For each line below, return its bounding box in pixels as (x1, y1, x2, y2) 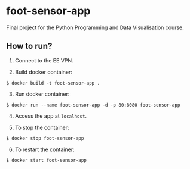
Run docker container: (14, 90, 70, 98)
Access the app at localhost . (14, 112, 87, 120)
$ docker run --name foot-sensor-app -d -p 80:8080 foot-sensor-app (6, 102, 180, 108)
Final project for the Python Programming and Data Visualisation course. (6, 24, 184, 31)
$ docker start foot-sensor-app (6, 157, 87, 163)
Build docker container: (14, 68, 73, 76)
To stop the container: (14, 124, 70, 131)
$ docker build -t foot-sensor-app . (6, 80, 100, 86)
